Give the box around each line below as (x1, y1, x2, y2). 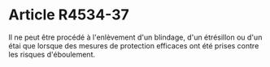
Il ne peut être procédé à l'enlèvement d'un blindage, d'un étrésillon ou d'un (8, 32, 263, 42)
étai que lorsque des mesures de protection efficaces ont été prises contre (8, 40, 259, 50)
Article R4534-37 (8, 6, 130, 24)
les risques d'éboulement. (8, 49, 96, 59)
